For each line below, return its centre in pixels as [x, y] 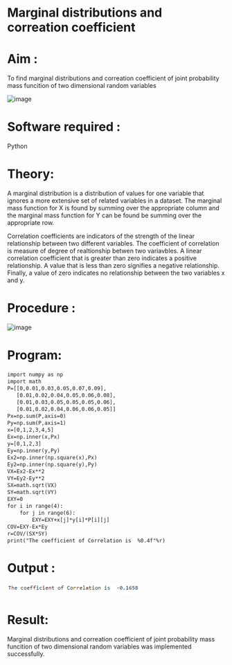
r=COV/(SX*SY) [28, 534]
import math [24, 381]
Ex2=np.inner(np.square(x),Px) [52, 457]
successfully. [26, 654]
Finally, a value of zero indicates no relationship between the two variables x [116, 273]
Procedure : [42, 308]
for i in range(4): [35, 506]
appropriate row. [30, 222]
